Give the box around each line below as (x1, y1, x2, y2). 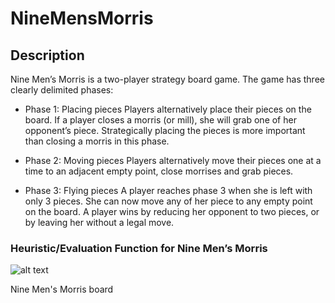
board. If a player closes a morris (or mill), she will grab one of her (24, 114, 297, 126)
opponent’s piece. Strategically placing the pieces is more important (24, 125, 306, 136)
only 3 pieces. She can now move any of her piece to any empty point (24, 195, 313, 207)
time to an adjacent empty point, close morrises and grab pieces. (24, 165, 294, 177)
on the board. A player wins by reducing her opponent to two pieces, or (24, 206, 320, 217)
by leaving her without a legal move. (24, 217, 175, 228)
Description (10, 47, 85, 64)
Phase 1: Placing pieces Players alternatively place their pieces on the (24, 103, 312, 115)
